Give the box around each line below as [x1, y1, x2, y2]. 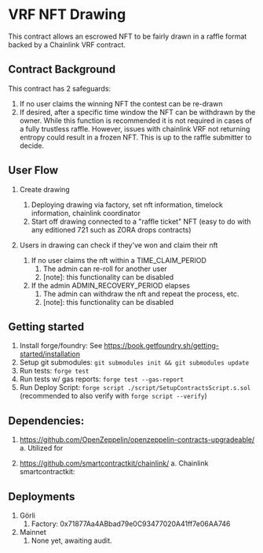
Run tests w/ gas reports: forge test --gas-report [19, 374, 184, 384]
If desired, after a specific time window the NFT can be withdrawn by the [19, 107, 256, 117]
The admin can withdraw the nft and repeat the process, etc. [42, 289, 239, 299]
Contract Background [8, 63, 116, 76]
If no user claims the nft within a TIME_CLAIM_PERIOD [31, 255, 206, 265]
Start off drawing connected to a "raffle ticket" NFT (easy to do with [31, 217, 251, 226]
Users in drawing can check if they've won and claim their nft [19, 240, 218, 250]
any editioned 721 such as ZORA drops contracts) [31, 225, 192, 234]
